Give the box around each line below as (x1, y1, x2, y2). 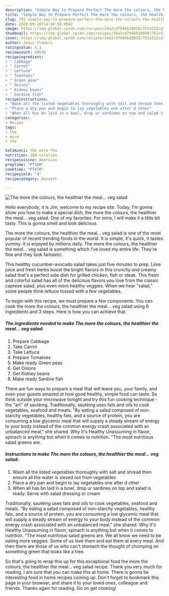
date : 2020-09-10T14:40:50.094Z (5, 21, 73, 27)
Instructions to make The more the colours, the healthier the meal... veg (5, 451, 159, 457)
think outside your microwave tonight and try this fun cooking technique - (5, 396, 158, 403)
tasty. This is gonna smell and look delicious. (5, 220, 98, 226)
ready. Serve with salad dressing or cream (12, 490, 101, 496)
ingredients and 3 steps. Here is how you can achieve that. (5, 309, 127, 315)
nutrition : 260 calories (5, 153, 57, 158)
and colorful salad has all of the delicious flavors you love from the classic (5, 277, 158, 283)
